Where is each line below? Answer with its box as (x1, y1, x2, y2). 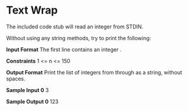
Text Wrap (6, 4, 58, 17)
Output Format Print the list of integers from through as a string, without (6, 68, 182, 76)
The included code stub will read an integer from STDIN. (6, 23, 144, 30)
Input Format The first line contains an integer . (6, 45, 122, 53)
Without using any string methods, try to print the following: (6, 34, 151, 41)
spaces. (6, 75, 25, 82)
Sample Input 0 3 (6, 86, 49, 93)
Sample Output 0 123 (6, 98, 59, 105)
